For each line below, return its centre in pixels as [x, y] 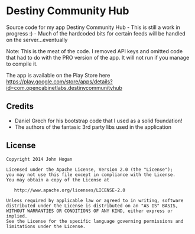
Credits [20, 107]
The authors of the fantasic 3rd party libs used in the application [93, 127]
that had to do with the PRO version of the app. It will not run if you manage [98, 57]
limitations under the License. [46, 226]
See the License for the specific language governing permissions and [95, 221]
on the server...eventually [37, 40]
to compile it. [22, 64]
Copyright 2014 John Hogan [39, 159]
